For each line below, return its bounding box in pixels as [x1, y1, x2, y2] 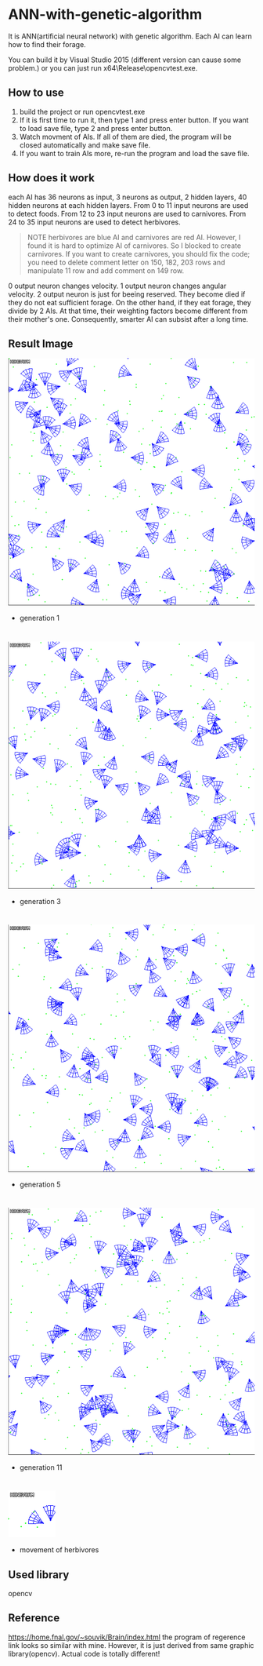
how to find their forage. [8, 39, 86, 49]
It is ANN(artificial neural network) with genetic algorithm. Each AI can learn [8, 31, 252, 41]
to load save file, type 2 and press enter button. [19, 123, 173, 133]
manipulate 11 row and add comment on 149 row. [27, 265, 185, 275]
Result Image [8, 337, 74, 350]
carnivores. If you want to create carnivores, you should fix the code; [27, 249, 250, 258]
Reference [8, 1611, 60, 1625]
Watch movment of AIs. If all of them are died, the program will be [19, 132, 232, 141]
